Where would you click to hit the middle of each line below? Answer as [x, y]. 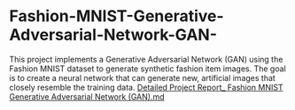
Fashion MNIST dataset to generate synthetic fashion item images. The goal [147, 69]
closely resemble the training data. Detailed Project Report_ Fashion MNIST [146, 87]
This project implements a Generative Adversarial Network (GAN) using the [146, 59]
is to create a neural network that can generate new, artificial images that [143, 77]
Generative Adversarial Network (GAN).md [87, 96]
